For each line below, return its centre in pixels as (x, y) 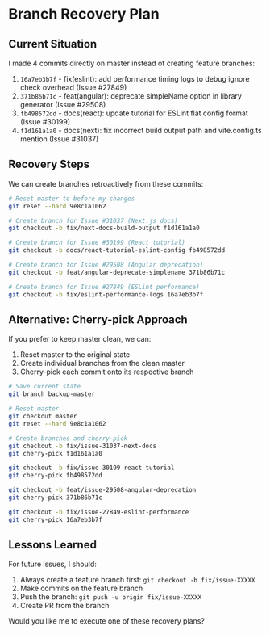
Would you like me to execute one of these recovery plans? (107, 621)
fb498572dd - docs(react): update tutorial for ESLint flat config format (134, 113)
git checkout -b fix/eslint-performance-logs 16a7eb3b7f (106, 294)
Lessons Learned (52, 545)
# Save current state (45, 387)
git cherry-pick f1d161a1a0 (56, 453)
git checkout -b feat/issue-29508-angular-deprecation (102, 490)
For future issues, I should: (52, 564)
